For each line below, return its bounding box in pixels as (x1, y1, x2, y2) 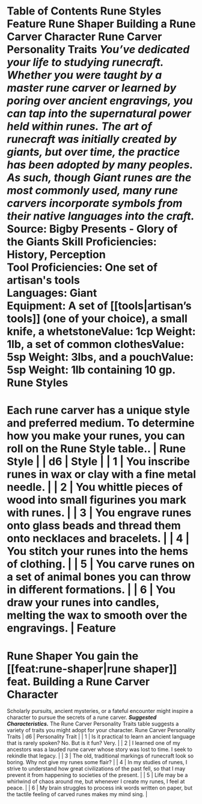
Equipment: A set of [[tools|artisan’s (7, 299, 192, 313)
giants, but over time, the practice (7, 145, 180, 159)
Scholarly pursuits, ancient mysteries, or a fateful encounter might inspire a (7, 707, 194, 715)
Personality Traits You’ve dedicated (7, 43, 190, 57)
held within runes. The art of (7, 119, 152, 133)
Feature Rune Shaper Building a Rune (7, 17, 196, 31)
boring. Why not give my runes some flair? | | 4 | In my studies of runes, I (7, 759, 188, 766)
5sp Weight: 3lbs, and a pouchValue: (7, 350, 194, 364)
